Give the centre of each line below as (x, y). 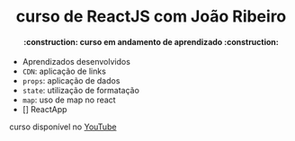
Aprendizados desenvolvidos (76, 62)
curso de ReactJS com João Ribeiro (151, 17)
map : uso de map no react (69, 100)
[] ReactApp (45, 110)
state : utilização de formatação (80, 91)
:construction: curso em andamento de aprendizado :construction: (151, 41)
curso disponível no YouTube (63, 127)
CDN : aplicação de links (64, 71)
